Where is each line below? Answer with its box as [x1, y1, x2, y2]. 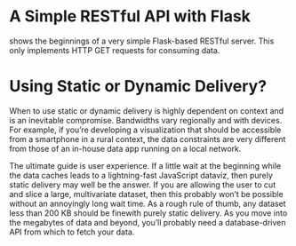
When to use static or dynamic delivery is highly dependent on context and [9, 105, 284, 116]
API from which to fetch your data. [9, 226, 135, 237]
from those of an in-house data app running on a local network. [9, 143, 242, 154]
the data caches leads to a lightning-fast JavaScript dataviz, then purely [9, 170, 274, 180]
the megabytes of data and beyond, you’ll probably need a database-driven [9, 217, 286, 227]
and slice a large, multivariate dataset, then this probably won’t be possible [9, 188, 284, 199]
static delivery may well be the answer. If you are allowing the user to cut [9, 179, 276, 190]
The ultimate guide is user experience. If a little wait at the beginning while [9, 160, 282, 171]
